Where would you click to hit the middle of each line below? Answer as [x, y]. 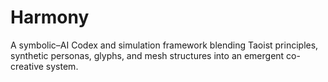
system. [62, 66]
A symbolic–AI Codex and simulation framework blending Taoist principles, [164, 45]
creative [27, 66]
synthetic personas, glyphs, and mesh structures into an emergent [147, 55]
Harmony [50, 17]
